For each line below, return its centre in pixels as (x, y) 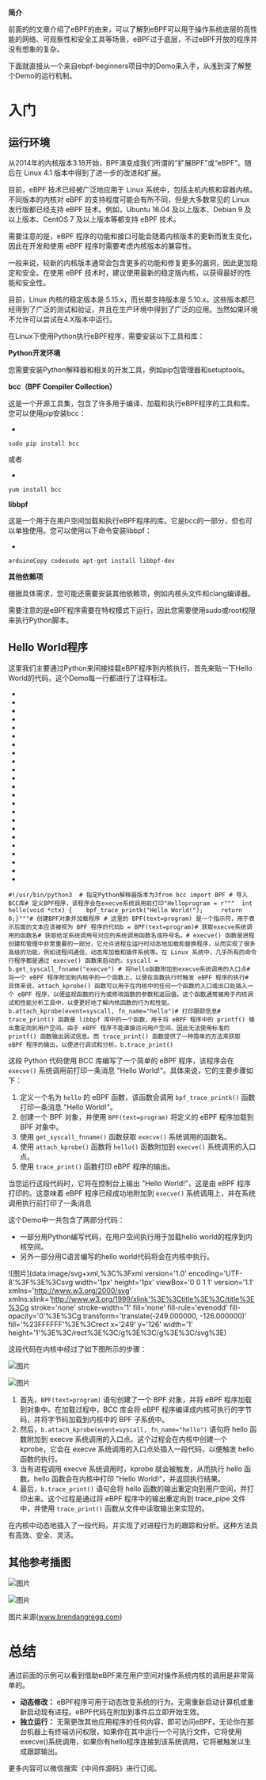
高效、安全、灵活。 (46, 1535)
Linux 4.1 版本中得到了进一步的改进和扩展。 (94, 173)
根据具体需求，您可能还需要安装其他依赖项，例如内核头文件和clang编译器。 (132, 593)
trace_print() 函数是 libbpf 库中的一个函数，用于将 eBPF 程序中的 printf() (127, 1019)
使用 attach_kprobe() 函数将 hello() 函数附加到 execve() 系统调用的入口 (138, 1147)
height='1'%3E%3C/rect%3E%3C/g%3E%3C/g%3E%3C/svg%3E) (118, 1333)
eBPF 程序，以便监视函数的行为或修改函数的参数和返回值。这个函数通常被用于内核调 (135, 994)
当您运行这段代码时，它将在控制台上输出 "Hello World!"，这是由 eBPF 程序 (130, 1183)
